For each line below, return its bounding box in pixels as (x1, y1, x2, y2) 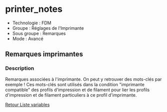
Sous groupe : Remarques (12, 30, 66, 36)
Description (5, 65, 34, 72)
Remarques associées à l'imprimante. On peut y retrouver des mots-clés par (5, 76, 162, 82)
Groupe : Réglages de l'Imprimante (12, 25, 84, 31)
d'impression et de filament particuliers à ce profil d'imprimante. (5, 92, 137, 98)
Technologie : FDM (12, 20, 51, 26)
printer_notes (5, 3, 63, 15)
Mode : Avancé (12, 36, 44, 42)
